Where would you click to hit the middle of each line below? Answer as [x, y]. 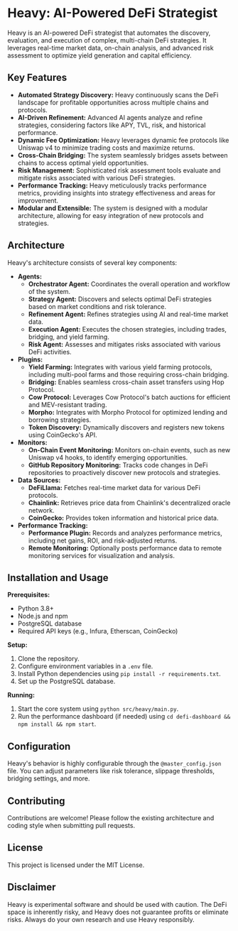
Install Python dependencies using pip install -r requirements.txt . [119, 674]
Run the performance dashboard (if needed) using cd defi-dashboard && [124, 717]
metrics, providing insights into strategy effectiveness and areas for [117, 192]
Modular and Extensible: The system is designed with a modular [113, 208]
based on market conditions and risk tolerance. [97, 306]
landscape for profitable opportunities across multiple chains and [113, 102]
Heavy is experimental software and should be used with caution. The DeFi [117, 904]
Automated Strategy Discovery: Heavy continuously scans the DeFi [118, 94]
